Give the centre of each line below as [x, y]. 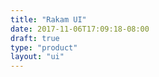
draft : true [35, 38]
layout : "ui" [37, 57]
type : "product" [44, 47]
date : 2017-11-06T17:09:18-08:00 [80, 29]
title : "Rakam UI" [48, 19]
